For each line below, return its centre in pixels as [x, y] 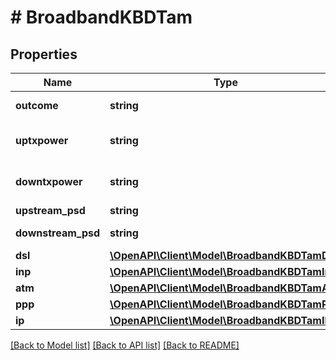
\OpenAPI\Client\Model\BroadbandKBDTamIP [220, 320]
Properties [44, 54]
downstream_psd [58, 233]
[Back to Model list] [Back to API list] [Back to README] [125, 345]
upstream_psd [50, 210]
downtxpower [49, 181]
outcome [37, 105]
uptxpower [42, 140]
